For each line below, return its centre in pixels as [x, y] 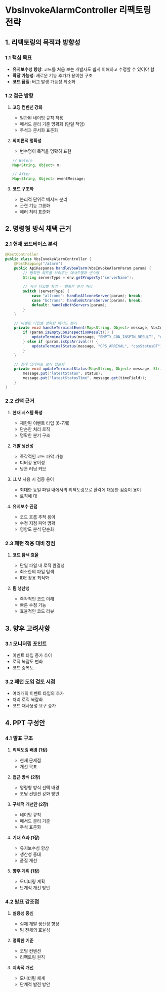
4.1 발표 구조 [19, 738]
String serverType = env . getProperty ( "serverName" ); [78, 277]
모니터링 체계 [32, 978]
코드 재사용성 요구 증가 [34, 706]
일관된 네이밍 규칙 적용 [41, 118]
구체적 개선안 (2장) [30, 804]
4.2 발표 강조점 [22, 902]
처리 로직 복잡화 [27, 699]
